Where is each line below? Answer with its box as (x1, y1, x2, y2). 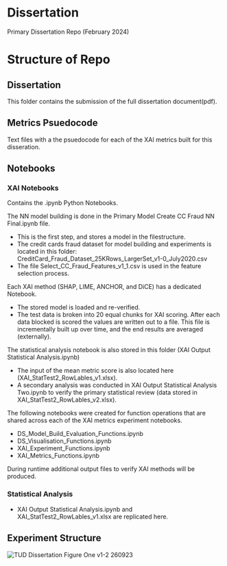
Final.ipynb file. (7, 219, 50, 228)
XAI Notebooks (7, 184, 59, 193)
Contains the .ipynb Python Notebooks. (7, 199, 119, 207)
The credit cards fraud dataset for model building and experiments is (16, 240, 212, 248)
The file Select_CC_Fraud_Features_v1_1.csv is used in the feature (16, 262, 202, 270)
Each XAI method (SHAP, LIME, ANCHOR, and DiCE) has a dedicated (7, 283, 202, 291)
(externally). (16, 332, 51, 341)
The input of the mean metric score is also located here (16, 367, 174, 375)
